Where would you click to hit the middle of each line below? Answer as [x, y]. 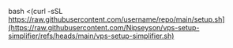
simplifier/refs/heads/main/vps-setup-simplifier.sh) [91, 36]
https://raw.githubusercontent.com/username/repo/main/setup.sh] [116, 19]
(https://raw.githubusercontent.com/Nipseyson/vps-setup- [104, 27]
